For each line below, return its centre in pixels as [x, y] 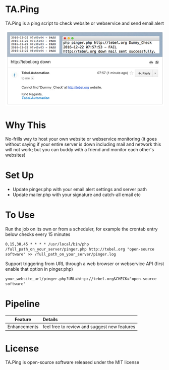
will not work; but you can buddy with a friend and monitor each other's [80, 150]
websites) [15, 155]
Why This [26, 125]
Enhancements [23, 327]
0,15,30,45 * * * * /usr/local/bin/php [47, 244]
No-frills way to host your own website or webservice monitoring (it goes [81, 139]
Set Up [20, 175]
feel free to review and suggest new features [89, 327]
